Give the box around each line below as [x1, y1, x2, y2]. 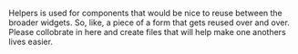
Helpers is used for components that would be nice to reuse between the [8, 8, 283, 18]
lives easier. [8, 36, 54, 47]
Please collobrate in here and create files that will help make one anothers [8, 27, 286, 37]
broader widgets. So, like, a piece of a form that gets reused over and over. [8, 17, 291, 28]
